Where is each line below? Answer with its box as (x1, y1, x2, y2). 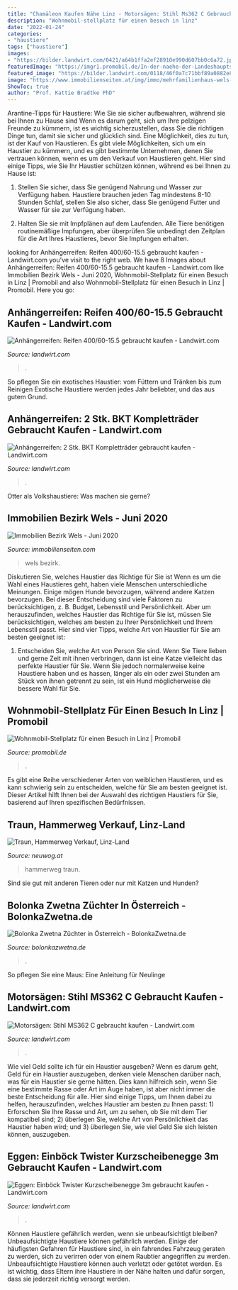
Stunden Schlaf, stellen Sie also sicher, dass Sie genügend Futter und (17, 198, 220, 206)
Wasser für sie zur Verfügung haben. (17, 206, 126, 214)
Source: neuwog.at (7, 852, 63, 860)
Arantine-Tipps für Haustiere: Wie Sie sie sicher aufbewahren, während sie (7, 109, 226, 118)
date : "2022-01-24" (7, 23, 65, 30)
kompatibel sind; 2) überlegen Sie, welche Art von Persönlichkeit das (7, 1115, 209, 1123)
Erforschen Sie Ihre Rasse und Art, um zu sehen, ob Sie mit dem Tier (7, 1107, 208, 1116)
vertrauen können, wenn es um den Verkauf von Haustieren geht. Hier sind (7, 154, 226, 163)
